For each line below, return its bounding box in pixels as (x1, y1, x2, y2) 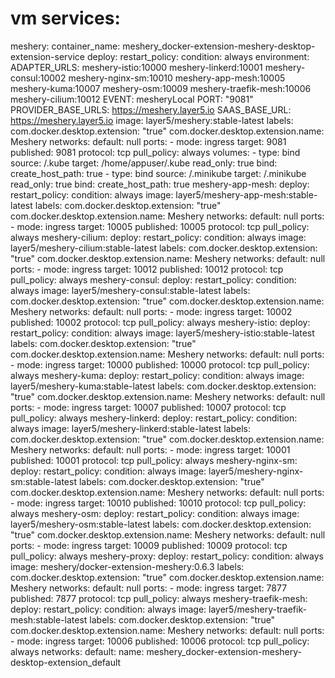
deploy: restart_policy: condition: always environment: (86, 50, 310, 62)
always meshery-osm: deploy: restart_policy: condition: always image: (10, 507, 300, 519)
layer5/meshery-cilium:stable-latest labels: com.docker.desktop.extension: (10, 242, 318, 254)
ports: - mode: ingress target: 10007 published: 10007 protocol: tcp (10, 401, 287, 413)
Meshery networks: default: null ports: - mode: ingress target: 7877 (10, 582, 288, 594)
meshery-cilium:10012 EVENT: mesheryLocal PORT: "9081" (10, 93, 254, 105)
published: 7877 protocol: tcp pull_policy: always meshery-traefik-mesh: (10, 592, 308, 604)
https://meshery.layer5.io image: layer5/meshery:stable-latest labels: (10, 114, 294, 126)
